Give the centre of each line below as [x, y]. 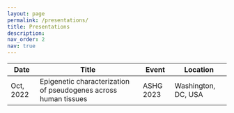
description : [26, 33]
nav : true [22, 46]
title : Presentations [39, 27]
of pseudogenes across [78, 90]
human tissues [63, 99]
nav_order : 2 [26, 40]
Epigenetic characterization [85, 81]
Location [199, 69]
